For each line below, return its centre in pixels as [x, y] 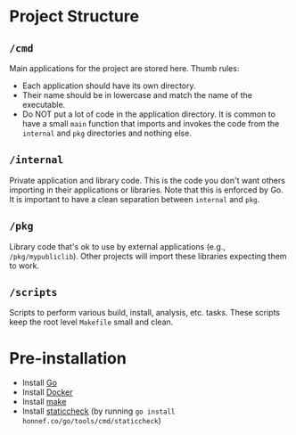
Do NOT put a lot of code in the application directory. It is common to [149, 114]
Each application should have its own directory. [109, 86]
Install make [44, 402]
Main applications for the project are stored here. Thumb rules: [124, 68]
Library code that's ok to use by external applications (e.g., [117, 246]
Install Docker [47, 392]
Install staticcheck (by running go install [99, 411]
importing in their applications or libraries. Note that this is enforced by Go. [146, 190]
